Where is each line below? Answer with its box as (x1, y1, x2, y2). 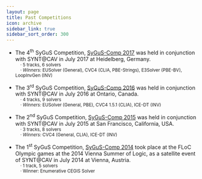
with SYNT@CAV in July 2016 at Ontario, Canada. (15, 90, 139, 97)
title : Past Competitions (6, 15, 71, 21)
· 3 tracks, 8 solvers (20, 126, 62, 133)
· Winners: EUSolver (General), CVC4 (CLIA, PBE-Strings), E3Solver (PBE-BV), (20, 67, 183, 73)
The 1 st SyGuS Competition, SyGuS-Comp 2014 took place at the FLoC (15, 143, 192, 151)
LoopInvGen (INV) (15, 72, 53, 79)
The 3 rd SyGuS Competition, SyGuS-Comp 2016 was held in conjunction (15, 83, 195, 91)
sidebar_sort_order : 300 (6, 31, 69, 37)
